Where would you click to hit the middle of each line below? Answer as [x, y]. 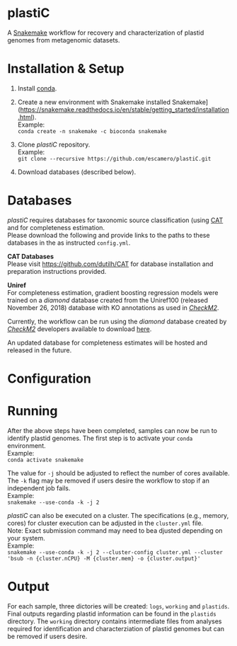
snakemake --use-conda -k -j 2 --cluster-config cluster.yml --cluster [115, 552]
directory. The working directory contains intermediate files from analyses [115, 621]
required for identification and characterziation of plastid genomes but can [116, 628]
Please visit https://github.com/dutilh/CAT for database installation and [110, 264]
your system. [27, 538]
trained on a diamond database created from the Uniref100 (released [108, 300]
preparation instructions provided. [57, 271]
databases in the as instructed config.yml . [69, 243]
